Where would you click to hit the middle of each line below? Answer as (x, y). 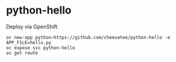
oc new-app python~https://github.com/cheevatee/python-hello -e (88, 37)
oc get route (22, 53)
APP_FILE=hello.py (29, 43)
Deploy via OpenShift (32, 27)
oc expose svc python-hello (41, 48)
